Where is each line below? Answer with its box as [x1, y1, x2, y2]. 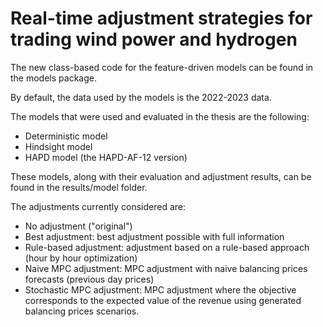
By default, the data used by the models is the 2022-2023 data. [10, 91, 272, 103]
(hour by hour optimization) [24, 252, 138, 264]
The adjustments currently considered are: [10, 200, 187, 212]
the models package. [10, 72, 97, 84]
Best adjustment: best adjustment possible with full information [24, 230, 285, 242]
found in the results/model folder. [10, 181, 148, 193]
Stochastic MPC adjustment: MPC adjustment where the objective [24, 283, 297, 296]
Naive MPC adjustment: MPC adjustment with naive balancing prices [24, 262, 308, 274]
